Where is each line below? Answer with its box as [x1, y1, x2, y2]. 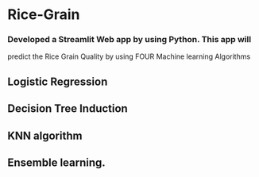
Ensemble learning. [7, 156, 106, 170]
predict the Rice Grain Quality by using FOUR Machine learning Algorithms [7, 52, 251, 61]
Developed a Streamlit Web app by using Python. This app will [7, 34, 252, 45]
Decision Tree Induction [7, 102, 128, 116]
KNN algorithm [7, 129, 83, 142]
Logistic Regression [7, 75, 108, 88]
